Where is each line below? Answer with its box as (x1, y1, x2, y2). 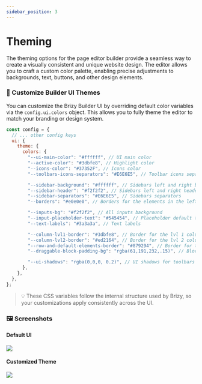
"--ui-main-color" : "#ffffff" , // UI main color (28, 154, 152, 161)
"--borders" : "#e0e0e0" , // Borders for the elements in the (28, 199, 185, 205)
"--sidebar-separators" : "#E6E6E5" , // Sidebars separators (28, 193, 182, 199)
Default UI (6, 331, 32, 339)
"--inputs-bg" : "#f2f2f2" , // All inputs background (28, 209, 163, 216)
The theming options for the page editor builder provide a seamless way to (6, 55, 191, 62)
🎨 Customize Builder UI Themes (6, 88, 100, 97)
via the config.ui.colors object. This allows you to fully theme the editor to (6, 109, 193, 116)
